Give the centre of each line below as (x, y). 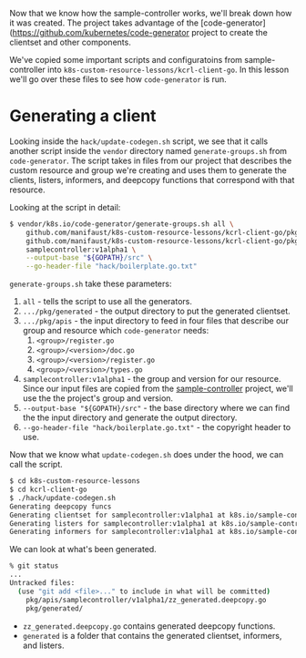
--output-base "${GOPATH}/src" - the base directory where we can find (156, 408)
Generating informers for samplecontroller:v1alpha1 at (117, 532)
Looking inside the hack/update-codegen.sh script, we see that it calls (139, 141)
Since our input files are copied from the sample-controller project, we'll (158, 389)
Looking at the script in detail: (65, 207)
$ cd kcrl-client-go (49, 490)
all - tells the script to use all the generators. (107, 302)
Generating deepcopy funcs (61, 506)
